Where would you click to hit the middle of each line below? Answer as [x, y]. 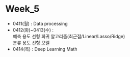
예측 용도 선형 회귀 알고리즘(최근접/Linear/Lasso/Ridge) [69, 36]
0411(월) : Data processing [40, 23]
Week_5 [22, 9]
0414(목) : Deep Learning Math [45, 49]
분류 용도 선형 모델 [31, 42]
